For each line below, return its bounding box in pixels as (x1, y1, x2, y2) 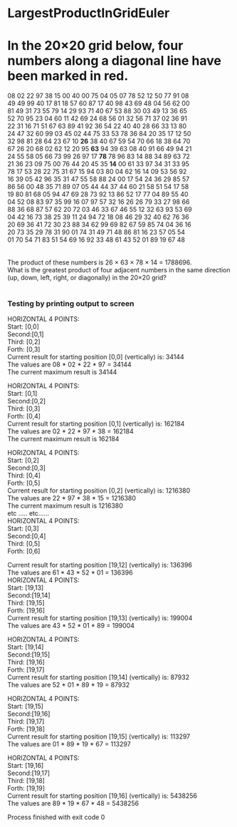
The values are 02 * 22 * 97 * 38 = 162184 (7, 427, 134, 436)
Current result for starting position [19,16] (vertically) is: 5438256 (7, 791, 198, 800)
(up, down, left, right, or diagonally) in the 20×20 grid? (7, 273, 167, 282)
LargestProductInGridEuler (7, 5, 170, 21)
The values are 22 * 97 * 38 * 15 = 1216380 (7, 494, 137, 503)
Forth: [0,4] (7, 412, 41, 421)
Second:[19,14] (7, 591, 51, 600)
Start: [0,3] (7, 524, 39, 533)
